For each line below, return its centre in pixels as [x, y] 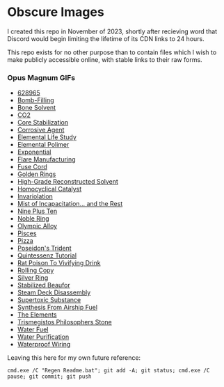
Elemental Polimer [43, 145]
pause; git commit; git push [49, 377]
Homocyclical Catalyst [49, 189]
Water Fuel [33, 330]
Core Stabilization [43, 123]
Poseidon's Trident [44, 248]
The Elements [37, 315]
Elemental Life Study [47, 137]
